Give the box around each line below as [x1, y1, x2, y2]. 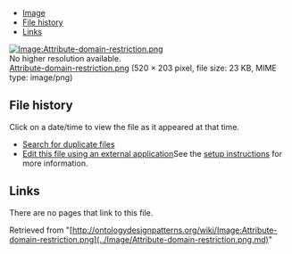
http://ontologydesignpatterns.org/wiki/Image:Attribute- [71, 225, 278, 235]
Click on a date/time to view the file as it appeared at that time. [9, 121, 239, 132]
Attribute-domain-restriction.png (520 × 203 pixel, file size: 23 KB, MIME [9, 62, 277, 73]
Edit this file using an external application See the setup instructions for [21, 148, 283, 159]
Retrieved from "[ [9, 225, 73, 235]
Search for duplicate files [21, 138, 115, 150]
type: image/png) [9, 72, 73, 83]
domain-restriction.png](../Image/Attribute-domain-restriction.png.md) [9, 234, 270, 244]
